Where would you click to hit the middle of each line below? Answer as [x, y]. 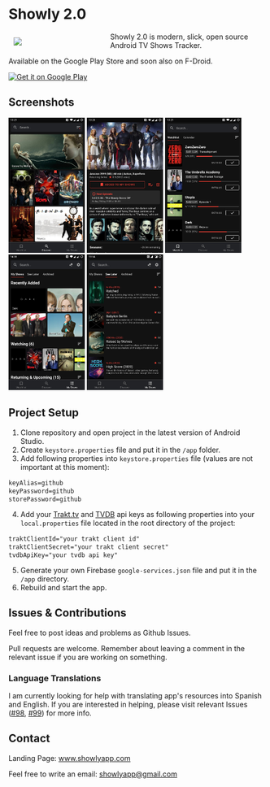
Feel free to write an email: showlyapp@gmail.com [93, 774]
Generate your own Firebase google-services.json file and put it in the [139, 570]
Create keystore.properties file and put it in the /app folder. [120, 450]
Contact [29, 739]
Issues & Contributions [67, 613]
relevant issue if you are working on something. [88, 657]
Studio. [32, 441]
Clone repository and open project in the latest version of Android [130, 433]
